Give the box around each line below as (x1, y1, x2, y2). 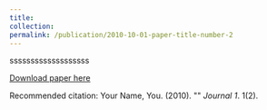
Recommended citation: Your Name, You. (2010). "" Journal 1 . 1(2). (9, 90, 259, 101)
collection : (9, 22, 54, 31)
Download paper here (9, 73, 91, 84)
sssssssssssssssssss (9, 55, 90, 66)
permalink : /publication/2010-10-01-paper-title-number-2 (9, 30, 233, 39)
